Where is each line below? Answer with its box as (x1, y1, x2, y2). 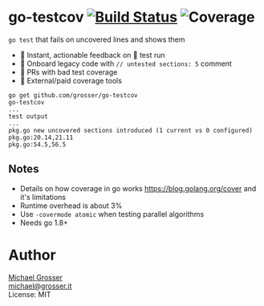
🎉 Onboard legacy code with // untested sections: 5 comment (19, 59, 233, 68)
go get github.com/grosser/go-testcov (8, 91, 138, 100)
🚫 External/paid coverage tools (19, 75, 123, 85)
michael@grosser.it (8, 281, 72, 291)
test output (8, 112, 48, 120)
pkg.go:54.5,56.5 (8, 141, 67, 149)
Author (8, 246, 56, 264)
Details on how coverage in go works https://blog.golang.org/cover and (19, 183, 257, 193)
